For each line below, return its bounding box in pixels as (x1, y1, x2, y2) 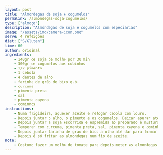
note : (5, 138, 16, 143)
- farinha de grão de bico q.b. (14, 79, 79, 84)
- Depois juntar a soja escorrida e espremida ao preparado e (14, 120, 142, 125)
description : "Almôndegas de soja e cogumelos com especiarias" (5, 25, 138, 30)
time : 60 (5, 43, 23, 48)
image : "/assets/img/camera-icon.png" (5, 30, 83, 34)
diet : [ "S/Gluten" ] (5, 39, 45, 44)
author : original (5, 48, 40, 52)
